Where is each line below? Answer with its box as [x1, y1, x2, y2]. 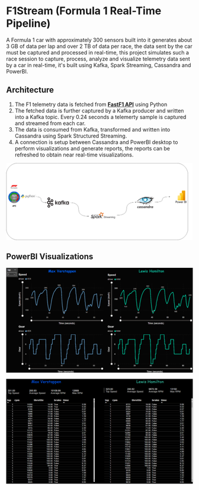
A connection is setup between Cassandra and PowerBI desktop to [14, 138, 178, 146]
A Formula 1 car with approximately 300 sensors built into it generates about [6, 36, 192, 43]
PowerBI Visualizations [6, 252, 94, 262]
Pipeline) [6, 17, 51, 30]
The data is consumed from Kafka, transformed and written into [14, 126, 171, 133]
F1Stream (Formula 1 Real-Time [6, 4, 162, 18]
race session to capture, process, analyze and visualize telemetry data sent [6, 55, 191, 62]
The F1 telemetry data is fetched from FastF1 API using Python [14, 101, 168, 108]
